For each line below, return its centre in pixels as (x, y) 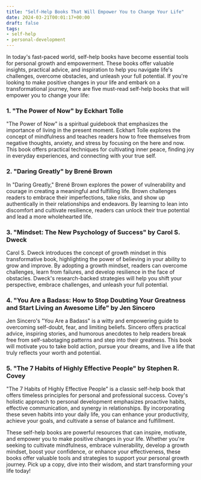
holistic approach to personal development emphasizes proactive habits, (96, 402)
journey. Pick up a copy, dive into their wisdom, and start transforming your (100, 464)
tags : (13, 29)
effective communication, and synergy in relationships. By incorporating (95, 408)
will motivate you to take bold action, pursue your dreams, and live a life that (101, 346)
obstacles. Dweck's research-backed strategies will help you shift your (94, 278)
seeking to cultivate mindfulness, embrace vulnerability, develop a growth (98, 445)
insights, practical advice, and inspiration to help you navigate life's (89, 69)
